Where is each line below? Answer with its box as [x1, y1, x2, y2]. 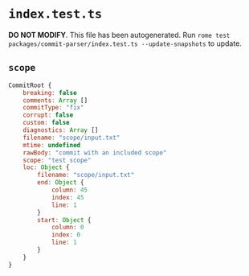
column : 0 [51, 224, 84, 232]
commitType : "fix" [22, 104, 84, 112]
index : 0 [51, 231, 81, 239]
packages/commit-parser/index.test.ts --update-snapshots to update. [8, 39, 243, 48]
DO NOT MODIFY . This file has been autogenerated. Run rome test [8, 30, 231, 39]
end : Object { [37, 179, 84, 187]
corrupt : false [22, 111, 74, 119]
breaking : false [22, 89, 78, 97]
